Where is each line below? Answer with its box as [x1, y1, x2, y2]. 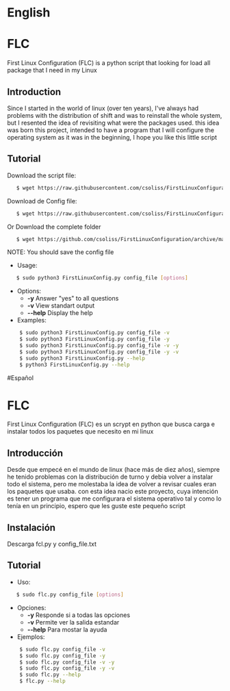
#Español [7, 373, 34, 381]
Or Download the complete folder [7, 223, 101, 231]
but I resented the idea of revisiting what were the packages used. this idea [7, 118, 220, 127]
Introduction [7, 86, 62, 97]
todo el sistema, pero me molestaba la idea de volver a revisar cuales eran [7, 480, 217, 488]
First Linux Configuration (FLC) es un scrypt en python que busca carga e [7, 420, 216, 429]
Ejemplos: [16, 632, 45, 641]
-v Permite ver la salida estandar [27, 618, 120, 626]
